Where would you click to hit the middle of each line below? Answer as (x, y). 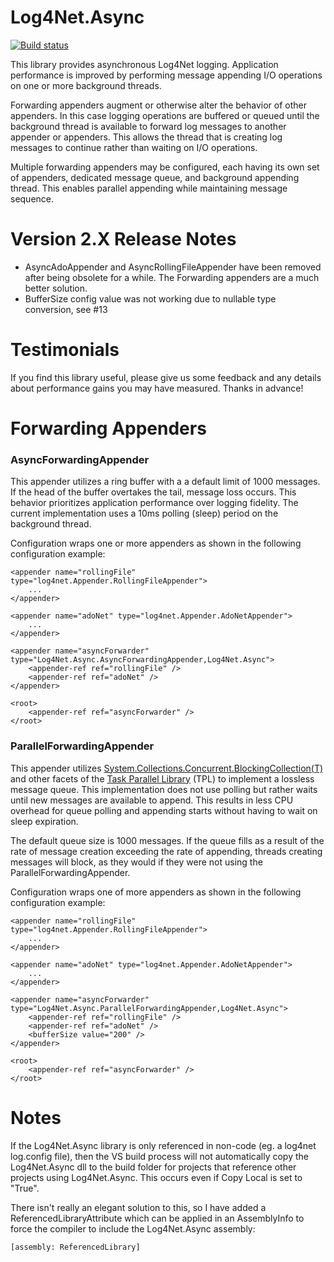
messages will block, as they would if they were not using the (136, 862)
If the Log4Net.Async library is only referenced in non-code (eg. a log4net (163, 1145)
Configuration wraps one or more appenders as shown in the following (156, 543)
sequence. (32, 198)
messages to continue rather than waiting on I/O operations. (134, 147)
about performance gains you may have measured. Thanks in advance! (157, 388)
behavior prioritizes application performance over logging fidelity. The (154, 503)
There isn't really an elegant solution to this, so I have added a (138, 1207)
